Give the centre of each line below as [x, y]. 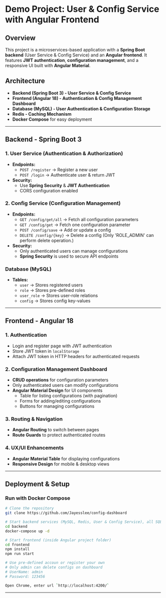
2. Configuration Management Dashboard [56, 369]
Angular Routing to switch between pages [56, 430]
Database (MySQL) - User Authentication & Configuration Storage [81, 109]
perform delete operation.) [47, 240]
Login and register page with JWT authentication [62, 346]
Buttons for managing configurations [57, 406]
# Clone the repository [30, 508]
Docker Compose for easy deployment [52, 119]
